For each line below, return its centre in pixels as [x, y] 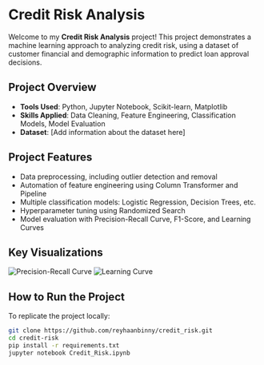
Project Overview [52, 87]
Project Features [50, 157]
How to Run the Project [67, 297]
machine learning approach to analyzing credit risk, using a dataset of [124, 45]
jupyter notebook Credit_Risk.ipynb [69, 353]
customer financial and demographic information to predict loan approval [129, 54]
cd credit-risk [34, 338]
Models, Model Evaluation [62, 123]
